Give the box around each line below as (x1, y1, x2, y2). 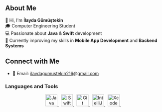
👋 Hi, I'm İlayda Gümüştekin (5, 17, 63, 23)
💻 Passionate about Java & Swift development (5, 30, 102, 36)
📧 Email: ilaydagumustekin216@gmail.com (12, 70, 99, 76)
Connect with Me (5, 57, 60, 66)
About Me (5, 4, 36, 12)
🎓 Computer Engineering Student (5, 22, 76, 29)
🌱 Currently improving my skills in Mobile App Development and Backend (5, 37, 158, 43)
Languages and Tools (5, 83, 58, 90)
